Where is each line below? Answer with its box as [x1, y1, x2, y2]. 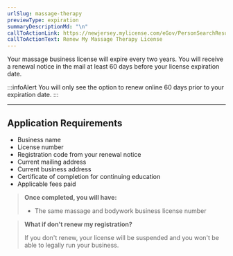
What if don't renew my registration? [24, 220, 133, 228]
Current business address [17, 164, 92, 173]
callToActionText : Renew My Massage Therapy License [7, 36, 163, 43]
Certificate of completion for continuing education [17, 172, 161, 180]
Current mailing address [17, 157, 87, 166]
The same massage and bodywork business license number [34, 206, 207, 215]
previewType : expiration [7, 17, 79, 24]
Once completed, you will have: [24, 193, 117, 201]
